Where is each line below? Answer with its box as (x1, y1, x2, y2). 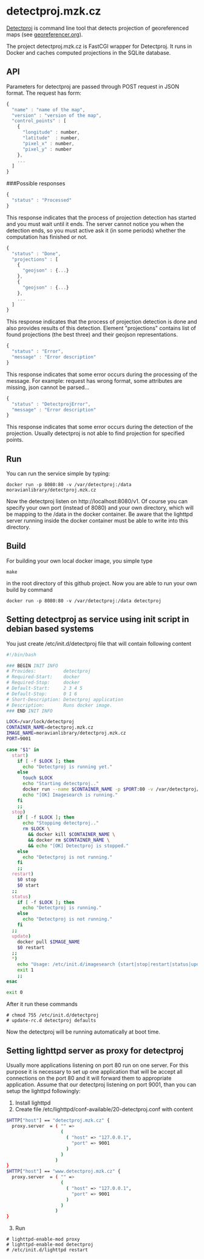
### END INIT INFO (6, 708, 53, 714)
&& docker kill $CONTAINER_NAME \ (28, 831, 115, 838)
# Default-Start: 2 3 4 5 (6, 685, 83, 691)
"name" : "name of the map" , (12, 106, 86, 113)
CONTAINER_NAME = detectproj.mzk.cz (6, 724, 94, 730)
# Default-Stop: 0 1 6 (6, 691, 78, 697)
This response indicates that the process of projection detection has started (6, 214, 196, 221)
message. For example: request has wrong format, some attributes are (6, 377, 183, 384)
